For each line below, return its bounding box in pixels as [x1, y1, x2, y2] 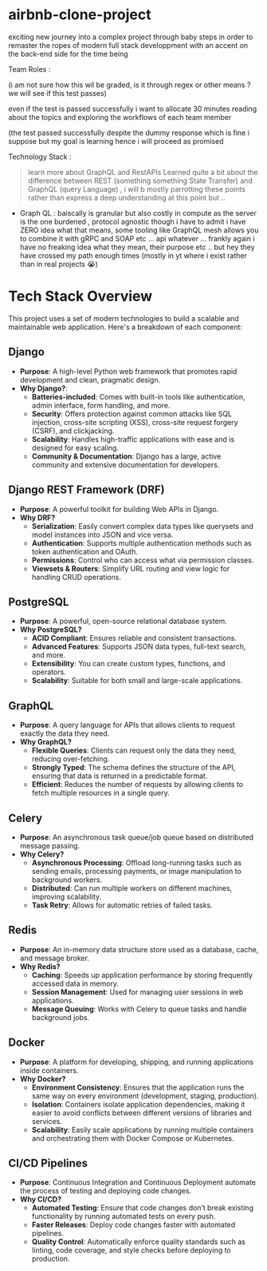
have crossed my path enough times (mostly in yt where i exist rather [19, 250, 247, 260]
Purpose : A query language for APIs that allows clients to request [19, 721, 235, 730]
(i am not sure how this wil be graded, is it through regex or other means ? [8, 80, 251, 89]
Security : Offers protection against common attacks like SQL [31, 409, 233, 419]
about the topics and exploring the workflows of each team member [8, 112, 232, 121]
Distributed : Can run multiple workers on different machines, [31, 883, 233, 892]
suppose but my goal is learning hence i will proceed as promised [8, 136, 224, 145]
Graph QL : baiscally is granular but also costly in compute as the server [19, 208, 257, 217]
